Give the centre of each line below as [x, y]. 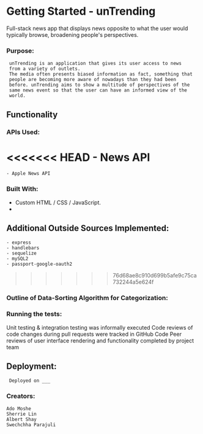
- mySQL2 [17, 258]
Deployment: [31, 366]
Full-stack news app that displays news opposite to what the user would [97, 28]
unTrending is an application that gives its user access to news [95, 64]
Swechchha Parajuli [31, 425]
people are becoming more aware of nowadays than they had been [92, 80]
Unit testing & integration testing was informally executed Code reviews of [100, 327]
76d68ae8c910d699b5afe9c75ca [155, 275]
